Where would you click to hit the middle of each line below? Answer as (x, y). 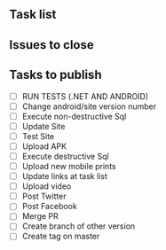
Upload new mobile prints (69, 167)
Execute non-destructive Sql (74, 116)
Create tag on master (61, 236)
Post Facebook (49, 207)
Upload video (47, 186)
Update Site (43, 126)
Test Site (38, 136)
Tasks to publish (55, 75)
